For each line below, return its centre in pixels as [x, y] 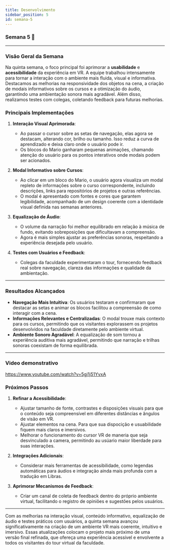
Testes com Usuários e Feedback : [49, 253]
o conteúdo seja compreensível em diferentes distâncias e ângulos [90, 414]
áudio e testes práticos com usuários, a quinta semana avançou [72, 521]
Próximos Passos [27, 387]
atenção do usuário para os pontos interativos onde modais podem [90, 155]
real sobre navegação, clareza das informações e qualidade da [86, 268]
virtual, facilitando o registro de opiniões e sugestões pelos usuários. [92, 501]
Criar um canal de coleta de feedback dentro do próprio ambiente [89, 496]
